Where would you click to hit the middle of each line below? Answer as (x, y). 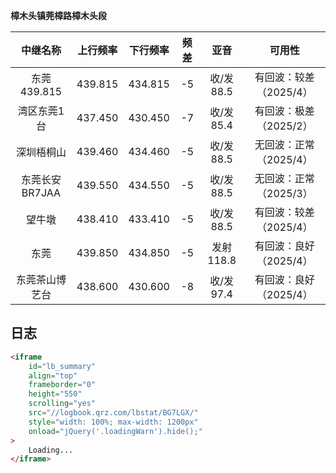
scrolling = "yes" (62, 404)
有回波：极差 (284, 111)
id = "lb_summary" (62, 366)
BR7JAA (41, 192)
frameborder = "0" (62, 385)
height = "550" (55, 394)
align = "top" (53, 375)
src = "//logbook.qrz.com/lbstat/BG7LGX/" (113, 413)
